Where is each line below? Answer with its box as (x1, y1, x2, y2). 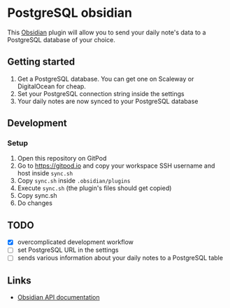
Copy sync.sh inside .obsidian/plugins (17, 177, 131, 185)
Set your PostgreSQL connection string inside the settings (17, 89, 185, 98)
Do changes (17, 199, 52, 208)
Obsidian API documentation (17, 293, 100, 302)
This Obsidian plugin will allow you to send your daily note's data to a (7, 28, 206, 36)
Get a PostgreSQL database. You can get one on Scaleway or (17, 74, 194, 83)
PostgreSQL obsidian (7, 5, 133, 21)
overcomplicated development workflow (17, 238, 134, 246)
